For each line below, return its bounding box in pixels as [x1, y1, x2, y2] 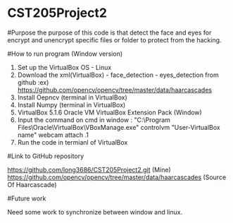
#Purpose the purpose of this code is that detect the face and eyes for [7, 28, 212, 37]
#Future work [7, 194, 46, 203]
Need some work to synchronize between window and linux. [7, 207, 183, 216]
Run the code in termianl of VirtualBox [17, 138, 128, 146]
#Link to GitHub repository [7, 152, 84, 160]
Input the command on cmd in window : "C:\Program [17, 115, 171, 124]
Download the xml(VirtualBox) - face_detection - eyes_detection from [17, 71, 220, 79]
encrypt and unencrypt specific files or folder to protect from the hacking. [7, 35, 222, 44]
